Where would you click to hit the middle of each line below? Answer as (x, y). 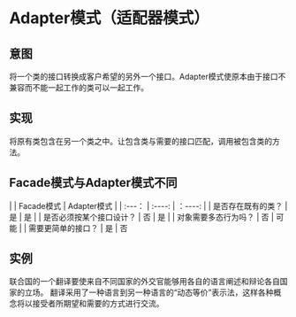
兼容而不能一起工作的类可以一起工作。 (79, 88)
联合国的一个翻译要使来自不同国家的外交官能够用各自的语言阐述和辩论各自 (144, 282)
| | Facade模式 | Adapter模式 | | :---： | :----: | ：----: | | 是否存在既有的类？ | (148, 205)
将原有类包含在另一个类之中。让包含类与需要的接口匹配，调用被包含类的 (140, 141)
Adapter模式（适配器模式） (109, 18)
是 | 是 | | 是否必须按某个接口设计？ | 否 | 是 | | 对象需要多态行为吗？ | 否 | (141, 217)
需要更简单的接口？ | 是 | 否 (78, 228)
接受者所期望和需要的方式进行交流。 (98, 304)
